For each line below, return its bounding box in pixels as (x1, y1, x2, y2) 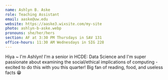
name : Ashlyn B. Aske (5, 7, 51, 12)
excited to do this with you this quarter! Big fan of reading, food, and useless (5, 64, 163, 70)
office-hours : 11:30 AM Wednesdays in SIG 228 (5, 40, 104, 45)
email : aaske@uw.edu (5, 16, 49, 21)
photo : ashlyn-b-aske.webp (5, 26, 62, 31)
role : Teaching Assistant (5, 12, 59, 17)
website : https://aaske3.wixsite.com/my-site (5, 21, 102, 26)
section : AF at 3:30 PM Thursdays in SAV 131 (5, 35, 102, 40)
